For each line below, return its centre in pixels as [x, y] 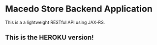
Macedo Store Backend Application [79, 9]
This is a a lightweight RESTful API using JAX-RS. [55, 22]
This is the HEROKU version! [49, 37]
